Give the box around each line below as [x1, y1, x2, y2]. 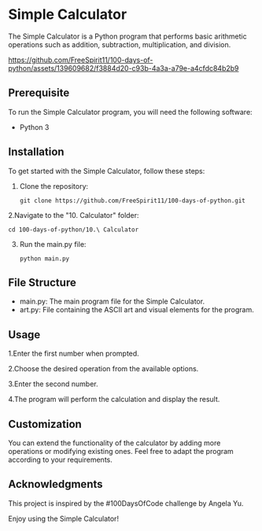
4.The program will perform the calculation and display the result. [8, 395, 220, 404]
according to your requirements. [8, 455, 113, 464]
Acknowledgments [8, 478, 104, 491]
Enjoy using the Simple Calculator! [8, 514, 120, 523]
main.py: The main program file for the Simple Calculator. [19, 297, 205, 306]
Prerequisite [8, 87, 70, 100]
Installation [8, 146, 65, 159]
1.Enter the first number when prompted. [8, 348, 139, 359]
